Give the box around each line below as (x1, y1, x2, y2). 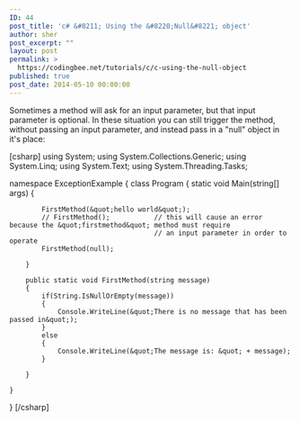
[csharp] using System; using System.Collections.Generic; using (9, 150, 247, 162)
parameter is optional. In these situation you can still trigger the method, (9, 114, 276, 125)
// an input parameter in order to (154, 228, 287, 237)
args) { (9, 187, 34, 198)
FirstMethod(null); (41, 244, 115, 253)
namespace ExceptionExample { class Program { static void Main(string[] (9, 177, 280, 189)
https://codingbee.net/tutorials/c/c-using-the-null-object (17, 64, 247, 73)
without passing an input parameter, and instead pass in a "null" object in (9, 123, 280, 135)
